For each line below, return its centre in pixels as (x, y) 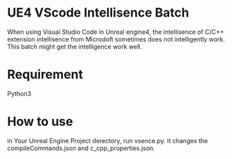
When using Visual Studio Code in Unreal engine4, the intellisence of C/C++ (116, 32)
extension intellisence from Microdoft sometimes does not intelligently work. (116, 39)
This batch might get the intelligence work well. (74, 46)
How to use (40, 122)
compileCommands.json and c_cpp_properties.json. (81, 148)
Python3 (19, 93)
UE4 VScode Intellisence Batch (98, 13)
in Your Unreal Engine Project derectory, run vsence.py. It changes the (108, 140)
